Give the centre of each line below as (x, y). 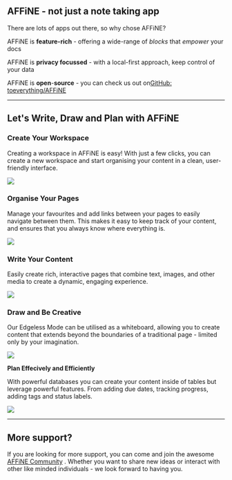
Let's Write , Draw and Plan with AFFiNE (93, 118)
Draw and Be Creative (44, 312)
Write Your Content (40, 259)
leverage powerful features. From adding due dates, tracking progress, (108, 389)
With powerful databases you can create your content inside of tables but (112, 382)
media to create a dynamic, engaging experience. (78, 282)
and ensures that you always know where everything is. (86, 228)
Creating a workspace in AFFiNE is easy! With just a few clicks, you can (109, 153)
